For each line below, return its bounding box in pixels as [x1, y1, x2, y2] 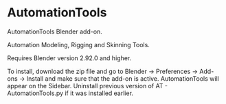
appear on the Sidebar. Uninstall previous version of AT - [7, 81, 168, 90]
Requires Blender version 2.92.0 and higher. [7, 53, 132, 62]
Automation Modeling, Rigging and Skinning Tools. [7, 40, 150, 49]
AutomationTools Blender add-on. [7, 27, 103, 36]
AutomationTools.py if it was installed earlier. [7, 89, 134, 97]
